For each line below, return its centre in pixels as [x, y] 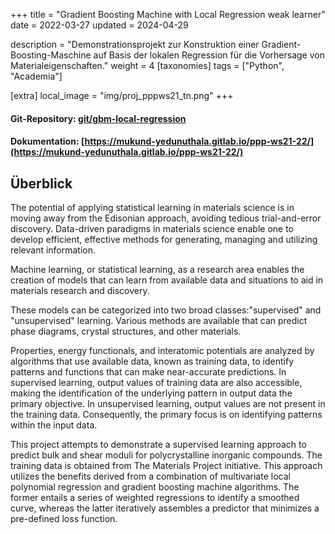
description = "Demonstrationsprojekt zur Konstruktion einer [135, 44]
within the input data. [54, 425]
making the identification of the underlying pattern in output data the [151, 393]
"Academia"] [36, 76]
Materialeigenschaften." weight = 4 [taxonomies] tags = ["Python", [147, 65]
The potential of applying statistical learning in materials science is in [152, 207]
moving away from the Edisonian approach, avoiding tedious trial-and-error [166, 218]
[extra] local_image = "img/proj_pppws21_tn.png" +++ [122, 95]
